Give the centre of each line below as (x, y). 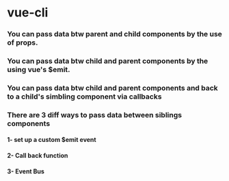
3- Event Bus (26, 171)
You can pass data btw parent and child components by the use (114, 34)
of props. (23, 43)
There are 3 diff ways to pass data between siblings (95, 114)
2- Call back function (38, 156)
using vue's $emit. (39, 70)
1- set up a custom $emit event (52, 140)
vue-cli (28, 13)
